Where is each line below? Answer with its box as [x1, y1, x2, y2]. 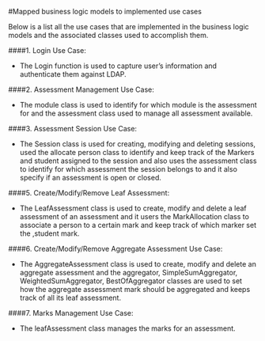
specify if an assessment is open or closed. [19, 173, 162, 182]
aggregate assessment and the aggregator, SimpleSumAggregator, [19, 268, 238, 277]
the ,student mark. [19, 229, 80, 238]
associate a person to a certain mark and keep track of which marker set [19, 221, 257, 229]
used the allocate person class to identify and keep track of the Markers [19, 148, 255, 157]
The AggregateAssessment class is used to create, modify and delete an [19, 260, 257, 268]
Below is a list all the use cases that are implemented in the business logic [8, 22, 249, 31]
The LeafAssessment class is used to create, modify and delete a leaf [19, 203, 247, 213]
